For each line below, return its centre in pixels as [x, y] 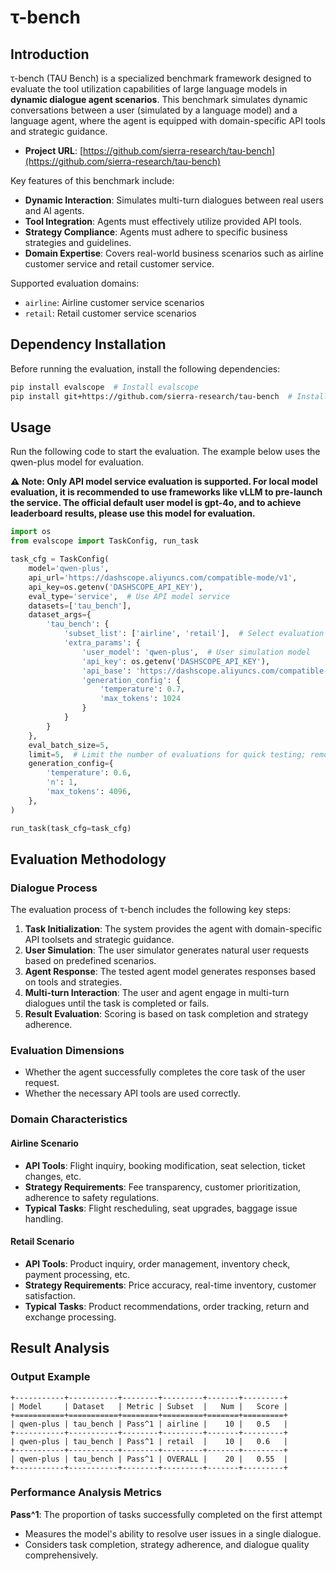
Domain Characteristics [69, 1119]
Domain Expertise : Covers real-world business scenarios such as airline [174, 253]
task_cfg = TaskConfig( [60, 559]
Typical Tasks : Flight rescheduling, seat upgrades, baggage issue [161, 1208]
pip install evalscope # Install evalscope [104, 387]
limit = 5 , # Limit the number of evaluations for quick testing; [167, 754]
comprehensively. [61, 1555]
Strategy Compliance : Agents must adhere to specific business [156, 232]
